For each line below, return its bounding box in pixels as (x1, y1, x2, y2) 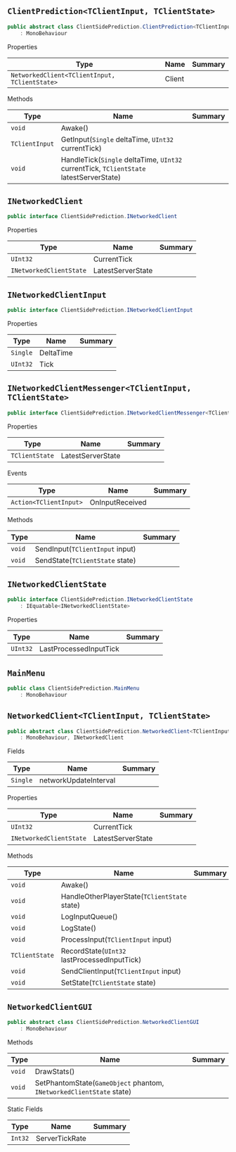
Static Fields (7, 1105, 44, 1113)
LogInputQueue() (60, 912, 118, 922)
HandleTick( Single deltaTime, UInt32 (60, 155, 183, 165)
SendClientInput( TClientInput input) (60, 966, 181, 976)
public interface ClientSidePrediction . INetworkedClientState (7, 596, 193, 603)
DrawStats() (34, 1066, 75, 1076)
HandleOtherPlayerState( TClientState (60, 892, 188, 901)
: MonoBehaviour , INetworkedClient (20, 734, 124, 742)
